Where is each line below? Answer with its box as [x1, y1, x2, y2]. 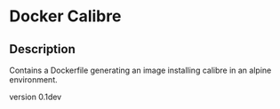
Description [9, 42, 76, 57]
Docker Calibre [9, 6, 122, 27]
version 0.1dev [9, 91, 62, 102]
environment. [9, 74, 58, 85]
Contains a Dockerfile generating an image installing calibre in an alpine [9, 65, 272, 75]
